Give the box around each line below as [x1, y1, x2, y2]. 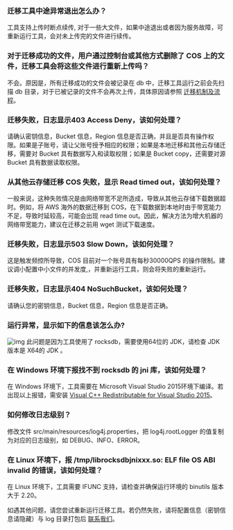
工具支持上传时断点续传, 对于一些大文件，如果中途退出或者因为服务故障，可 [7, 23, 223, 32]
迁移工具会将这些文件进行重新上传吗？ [21, 61, 150, 71]
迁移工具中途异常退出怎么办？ [7, 6, 107, 15]
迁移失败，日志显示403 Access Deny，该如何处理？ [7, 115, 182, 124]
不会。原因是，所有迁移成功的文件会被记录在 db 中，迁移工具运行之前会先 [7, 78, 219, 87]
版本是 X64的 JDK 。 [7, 346, 67, 355]
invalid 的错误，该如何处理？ [7, 465, 103, 475]
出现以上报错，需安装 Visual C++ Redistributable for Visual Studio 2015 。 [7, 391, 216, 399]
